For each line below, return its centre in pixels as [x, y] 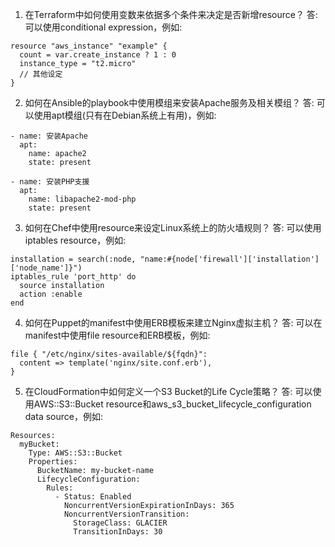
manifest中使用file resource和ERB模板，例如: [117, 335]
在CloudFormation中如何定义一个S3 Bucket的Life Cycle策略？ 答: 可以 [168, 391]
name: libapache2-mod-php [82, 199]
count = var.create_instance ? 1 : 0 [98, 55]
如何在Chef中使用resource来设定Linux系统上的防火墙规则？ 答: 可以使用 [173, 227]
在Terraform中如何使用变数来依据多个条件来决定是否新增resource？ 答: [171, 14]
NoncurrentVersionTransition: [126, 514]
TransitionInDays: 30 [118, 532]
